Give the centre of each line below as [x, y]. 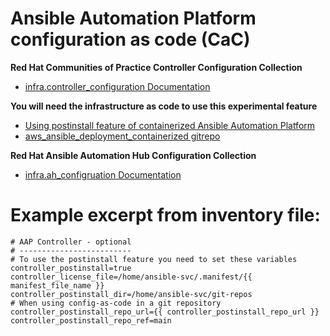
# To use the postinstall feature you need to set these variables [154, 259]
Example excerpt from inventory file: [165, 215]
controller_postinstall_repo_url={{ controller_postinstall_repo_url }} [165, 312]
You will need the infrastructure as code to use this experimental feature [164, 106]
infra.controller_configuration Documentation [117, 86]
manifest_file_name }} [57, 285]
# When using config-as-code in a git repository [116, 303]
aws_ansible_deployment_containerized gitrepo [122, 136]
